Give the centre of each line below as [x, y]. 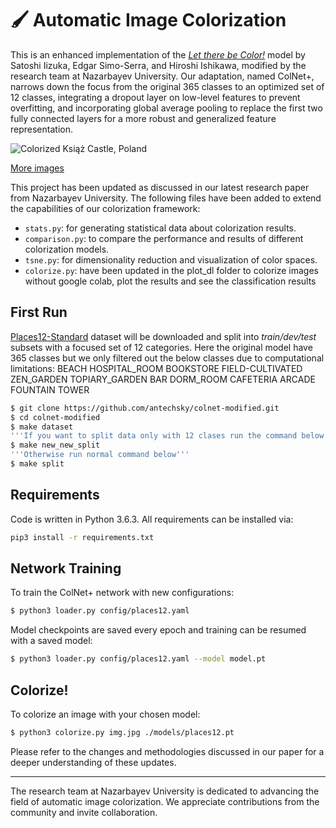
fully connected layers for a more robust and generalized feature [143, 118]
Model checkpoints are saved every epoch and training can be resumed [158, 630]
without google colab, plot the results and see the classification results [170, 281]
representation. [41, 129]
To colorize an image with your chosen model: [105, 714]
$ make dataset [42, 427]
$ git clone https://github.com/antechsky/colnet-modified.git [145, 408]
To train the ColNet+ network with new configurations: [122, 593]
